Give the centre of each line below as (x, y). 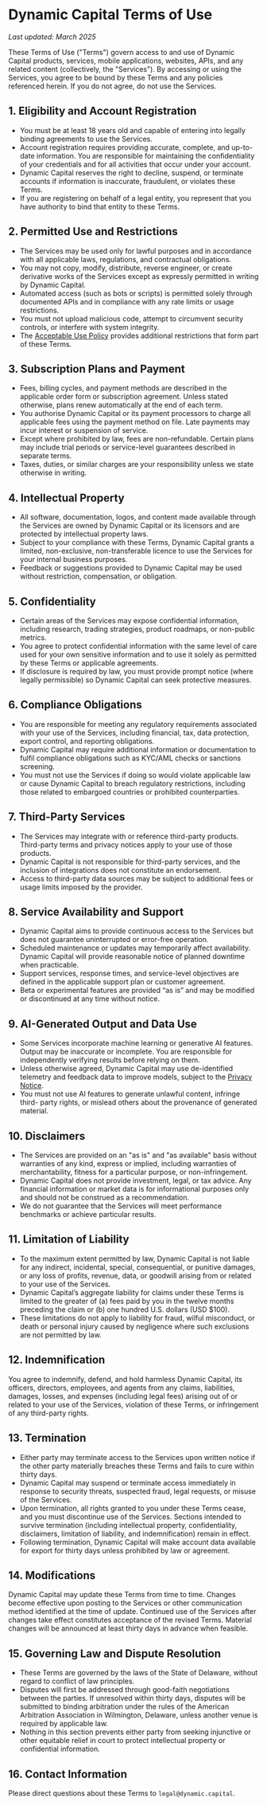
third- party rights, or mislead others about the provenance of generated (138, 1102)
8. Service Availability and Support (96, 912)
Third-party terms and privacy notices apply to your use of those (126, 844)
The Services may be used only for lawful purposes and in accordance (135, 251)
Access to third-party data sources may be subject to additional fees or (137, 878)
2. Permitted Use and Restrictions (93, 232)
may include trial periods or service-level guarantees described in (128, 447)
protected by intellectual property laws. (84, 534)
